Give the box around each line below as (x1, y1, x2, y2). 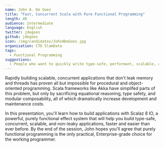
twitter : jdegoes (5, 30, 41, 35)
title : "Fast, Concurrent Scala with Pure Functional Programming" (5, 12, 145, 17)
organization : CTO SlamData (5, 43, 62, 48)
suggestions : (5, 57, 32, 62)
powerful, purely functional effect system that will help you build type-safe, (5, 116, 156, 122)
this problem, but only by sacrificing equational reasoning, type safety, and (5, 91, 156, 97)
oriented (5, 85, 22, 91)
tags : (5, 48, 16, 53)
